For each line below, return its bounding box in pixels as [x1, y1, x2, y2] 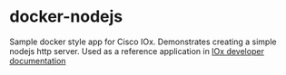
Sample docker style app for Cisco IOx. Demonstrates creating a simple [9, 36, 277, 47]
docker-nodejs [9, 6, 123, 27]
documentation [9, 55, 66, 66]
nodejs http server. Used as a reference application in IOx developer [9, 45, 265, 56]
